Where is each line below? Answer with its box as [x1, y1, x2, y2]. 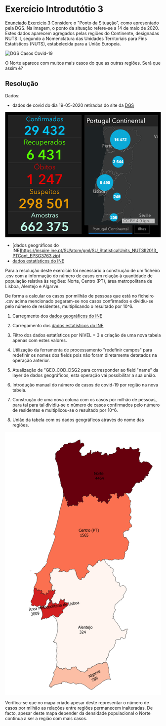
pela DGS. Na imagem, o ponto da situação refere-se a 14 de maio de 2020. [5, 25, 160, 31]
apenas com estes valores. [12, 338, 67, 343]
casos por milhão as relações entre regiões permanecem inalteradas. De [5, 705, 153, 711]
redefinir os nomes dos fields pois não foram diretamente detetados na [12, 352, 157, 358]
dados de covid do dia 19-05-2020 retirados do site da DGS [12, 102, 134, 108]
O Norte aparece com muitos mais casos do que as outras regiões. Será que [5, 60, 161, 66]
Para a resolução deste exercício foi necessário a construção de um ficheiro [5, 268, 160, 274]
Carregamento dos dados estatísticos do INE [12, 323, 104, 329]
